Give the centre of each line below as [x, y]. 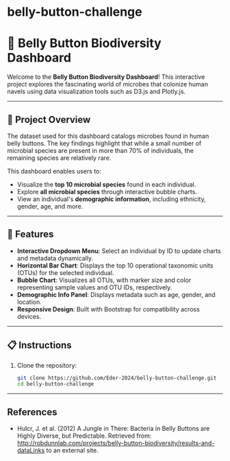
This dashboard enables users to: [54, 171]
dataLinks [31, 451]
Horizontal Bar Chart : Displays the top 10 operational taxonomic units [115, 265]
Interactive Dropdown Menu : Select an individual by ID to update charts [119, 250]
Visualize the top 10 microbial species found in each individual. [106, 184]
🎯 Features [30, 234]
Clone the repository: [47, 365]
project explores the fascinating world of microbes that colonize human [108, 84]
